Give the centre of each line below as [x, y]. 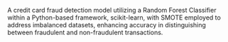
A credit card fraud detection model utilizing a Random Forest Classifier [112, 10]
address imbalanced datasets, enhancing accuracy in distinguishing [107, 25]
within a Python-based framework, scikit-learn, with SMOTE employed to [114, 17]
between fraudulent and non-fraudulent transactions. [85, 32]
